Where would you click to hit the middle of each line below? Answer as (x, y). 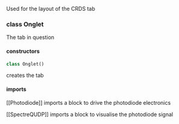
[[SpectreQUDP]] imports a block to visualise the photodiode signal (90, 114)
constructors (23, 51)
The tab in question (30, 37)
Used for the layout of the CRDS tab (51, 9)
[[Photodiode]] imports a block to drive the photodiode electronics (89, 102)
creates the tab (25, 75)
